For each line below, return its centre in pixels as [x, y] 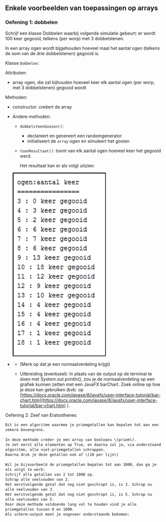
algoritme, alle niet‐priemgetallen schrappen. [55, 449]
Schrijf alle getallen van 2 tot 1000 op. [50, 474]
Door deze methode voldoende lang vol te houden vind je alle [71, 504]
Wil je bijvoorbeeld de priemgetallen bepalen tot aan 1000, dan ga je [81, 464]
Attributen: [16, 73]
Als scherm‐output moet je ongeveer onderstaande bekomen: [68, 514]
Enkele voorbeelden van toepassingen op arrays [82, 8]
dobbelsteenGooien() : [41, 126]
